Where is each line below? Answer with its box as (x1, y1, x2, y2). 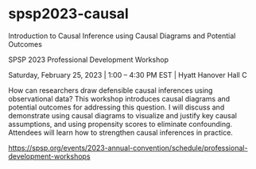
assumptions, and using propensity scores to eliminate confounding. (8, 119, 233, 129)
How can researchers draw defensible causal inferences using (8, 85, 213, 95)
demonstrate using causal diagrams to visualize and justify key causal (8, 110, 237, 120)
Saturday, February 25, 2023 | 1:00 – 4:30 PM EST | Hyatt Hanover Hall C (8, 70, 248, 79)
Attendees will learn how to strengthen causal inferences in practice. (8, 128, 233, 137)
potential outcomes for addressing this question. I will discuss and (8, 102, 225, 112)
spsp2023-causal (8, 5, 129, 23)
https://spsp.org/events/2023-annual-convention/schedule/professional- (8, 143, 248, 152)
